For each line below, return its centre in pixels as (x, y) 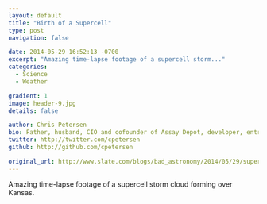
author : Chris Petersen (48, 125)
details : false (33, 111)
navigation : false (39, 38)
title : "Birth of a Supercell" (60, 23)
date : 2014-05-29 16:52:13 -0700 (64, 52)
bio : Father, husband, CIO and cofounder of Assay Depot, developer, (126, 133)
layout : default (35, 15)
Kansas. (21, 192)
